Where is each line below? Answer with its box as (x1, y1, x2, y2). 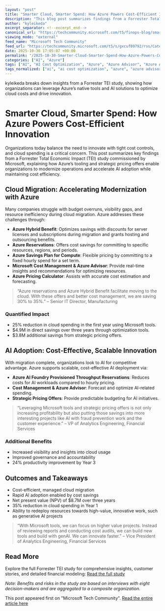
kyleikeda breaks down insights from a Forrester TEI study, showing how (5, 80, 152, 86)
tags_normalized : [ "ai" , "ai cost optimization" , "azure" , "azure (5, 67, 144, 72)
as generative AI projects (12, 513, 63, 519)
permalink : (5, 53, 27, 58)
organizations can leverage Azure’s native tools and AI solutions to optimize (5, 86, 158, 91)
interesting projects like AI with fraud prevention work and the (17, 415, 142, 421)
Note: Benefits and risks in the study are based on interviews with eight (5, 580, 150, 586)
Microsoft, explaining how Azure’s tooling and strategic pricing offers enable (5, 160, 160, 166)
